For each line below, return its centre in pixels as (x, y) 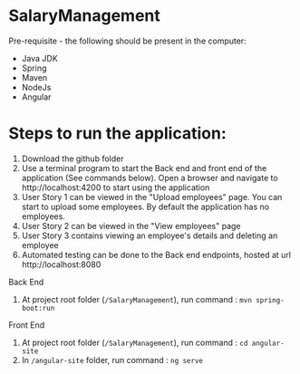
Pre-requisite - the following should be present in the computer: (127, 41)
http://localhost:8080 (61, 264)
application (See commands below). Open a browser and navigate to (150, 177)
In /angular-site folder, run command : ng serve (112, 360)
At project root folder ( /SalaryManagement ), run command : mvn (137, 299)
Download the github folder (73, 158)
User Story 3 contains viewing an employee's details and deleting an (150, 235)
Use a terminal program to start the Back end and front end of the (144, 168)
